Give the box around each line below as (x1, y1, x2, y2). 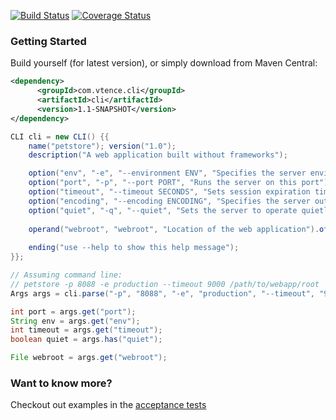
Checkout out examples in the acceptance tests (10, 399, 207, 411)
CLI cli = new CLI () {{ (10, 131, 110, 142)
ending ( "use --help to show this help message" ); (28, 243, 240, 253)
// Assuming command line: (10, 270, 123, 280)
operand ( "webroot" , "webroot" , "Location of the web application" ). (28, 224, 320, 234)
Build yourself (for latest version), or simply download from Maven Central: (10, 57, 318, 69)
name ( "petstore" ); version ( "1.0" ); (28, 141, 177, 151)
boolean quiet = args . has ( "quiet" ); (10, 335, 163, 345)
